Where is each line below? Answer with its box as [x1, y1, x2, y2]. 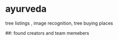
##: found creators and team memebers [5, 30, 89, 36]
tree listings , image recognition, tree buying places [5, 20, 113, 26]
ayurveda [5, 3, 47, 15]
